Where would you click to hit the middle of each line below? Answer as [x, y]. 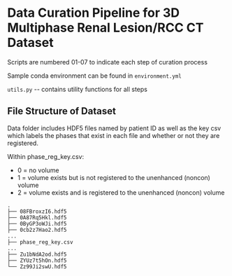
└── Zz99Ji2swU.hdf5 [37, 267]
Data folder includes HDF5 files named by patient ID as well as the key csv [114, 128]
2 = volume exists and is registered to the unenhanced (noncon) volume [121, 192]
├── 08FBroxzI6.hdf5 [37, 212]
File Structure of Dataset [62, 111]
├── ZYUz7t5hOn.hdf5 [37, 261]
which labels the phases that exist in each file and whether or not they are [114, 135]
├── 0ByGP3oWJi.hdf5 [37, 223]
